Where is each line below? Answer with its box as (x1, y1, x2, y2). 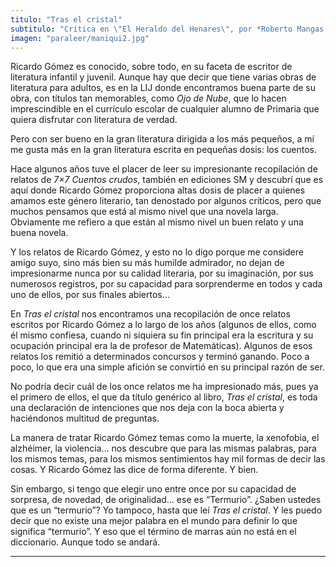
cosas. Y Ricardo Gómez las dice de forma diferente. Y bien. (10, 464, 259, 476)
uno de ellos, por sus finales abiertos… (10, 289, 170, 301)
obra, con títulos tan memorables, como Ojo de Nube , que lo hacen (10, 92, 287, 105)
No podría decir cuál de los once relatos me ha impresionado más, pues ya (10, 381, 319, 393)
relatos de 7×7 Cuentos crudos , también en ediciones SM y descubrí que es (10, 174, 324, 186)
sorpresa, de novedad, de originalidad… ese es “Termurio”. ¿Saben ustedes (10, 494, 322, 506)
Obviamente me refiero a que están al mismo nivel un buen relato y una (10, 216, 304, 228)
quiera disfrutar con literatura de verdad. (10, 114, 178, 126)
